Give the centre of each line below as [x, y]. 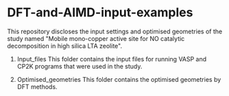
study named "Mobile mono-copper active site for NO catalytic [96, 38]
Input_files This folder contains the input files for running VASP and [112, 59]
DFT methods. [37, 86]
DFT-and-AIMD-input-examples [100, 13]
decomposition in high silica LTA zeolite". [64, 46]
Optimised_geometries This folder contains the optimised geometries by [119, 79]
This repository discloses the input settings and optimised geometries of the [115, 31]
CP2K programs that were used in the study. [80, 66]
